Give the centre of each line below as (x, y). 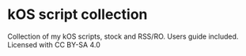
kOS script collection (78, 15)
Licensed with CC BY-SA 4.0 (54, 44)
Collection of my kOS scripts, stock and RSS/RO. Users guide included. (123, 36)
